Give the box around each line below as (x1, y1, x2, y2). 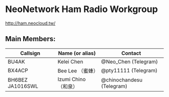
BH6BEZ (8, 76, 28, 83)
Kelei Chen (57, 58, 83, 65)
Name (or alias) (58, 49, 96, 56)
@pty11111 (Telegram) (101, 67, 157, 74)
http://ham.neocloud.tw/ (5, 20, 56, 26)
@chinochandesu (101, 76, 142, 83)
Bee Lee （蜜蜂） (57, 67, 99, 74)
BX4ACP (8, 67, 29, 74)
